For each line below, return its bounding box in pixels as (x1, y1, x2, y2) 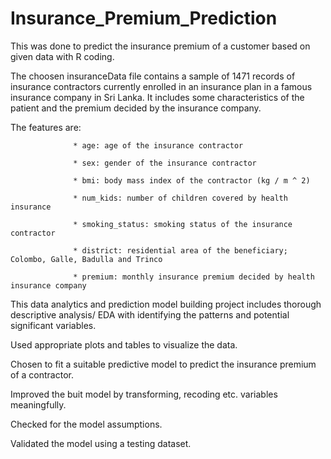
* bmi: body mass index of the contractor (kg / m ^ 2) (73, 175, 311, 186)
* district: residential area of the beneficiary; (73, 245, 288, 256)
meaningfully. (10, 398, 67, 411)
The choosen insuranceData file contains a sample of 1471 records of (10, 70, 296, 82)
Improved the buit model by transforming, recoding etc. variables (10, 388, 278, 400)
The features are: (10, 121, 82, 133)
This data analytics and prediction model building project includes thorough (10, 298, 322, 310)
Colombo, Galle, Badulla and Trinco (10, 254, 163, 264)
